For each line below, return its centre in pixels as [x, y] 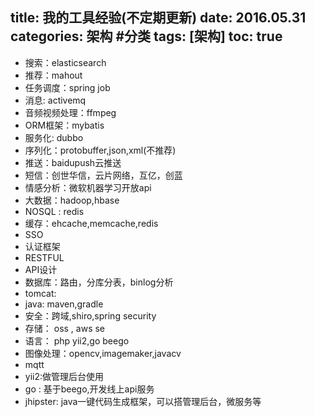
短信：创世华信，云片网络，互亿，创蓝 [103, 175]
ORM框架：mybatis [64, 125]
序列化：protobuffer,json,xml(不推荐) [100, 150]
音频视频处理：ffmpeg [70, 112]
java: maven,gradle [64, 304]
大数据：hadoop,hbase [72, 200]
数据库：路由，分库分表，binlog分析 [99, 282]
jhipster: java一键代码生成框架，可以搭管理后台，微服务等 [143, 401]
